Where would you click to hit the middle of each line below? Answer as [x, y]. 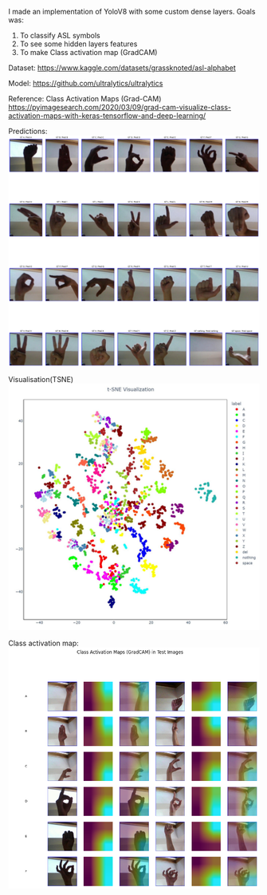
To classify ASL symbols [60, 35]
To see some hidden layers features [79, 44]
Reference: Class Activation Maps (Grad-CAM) [85, 99]
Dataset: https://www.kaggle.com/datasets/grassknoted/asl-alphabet [122, 68]
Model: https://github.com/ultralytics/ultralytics [86, 83]
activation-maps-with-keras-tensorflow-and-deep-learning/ [107, 116]
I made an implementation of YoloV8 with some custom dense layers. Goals [132, 12]
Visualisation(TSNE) [41, 379]
